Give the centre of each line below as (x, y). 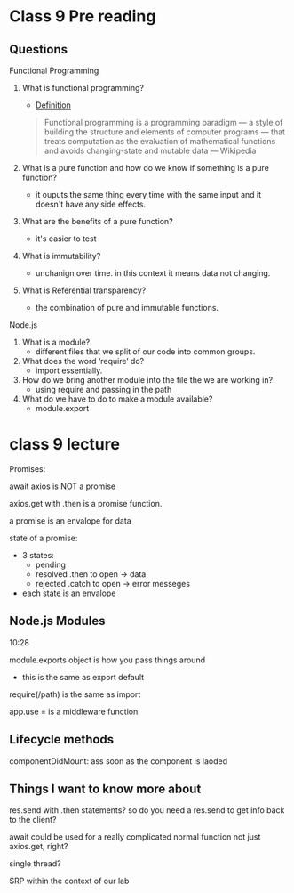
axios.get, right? (39, 847)
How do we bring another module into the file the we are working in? (147, 380)
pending (51, 564)
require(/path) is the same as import (75, 694)
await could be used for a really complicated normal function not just (135, 837)
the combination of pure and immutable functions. (127, 308)
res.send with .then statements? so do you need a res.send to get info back (147, 810)
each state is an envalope (69, 593)
